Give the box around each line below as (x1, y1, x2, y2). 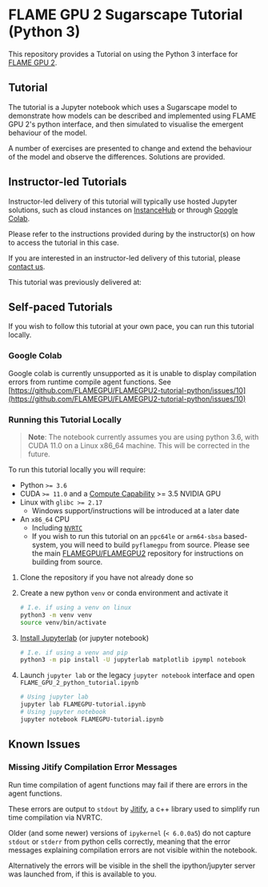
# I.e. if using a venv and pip (19, 648, 128, 657)
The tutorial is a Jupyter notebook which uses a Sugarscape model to (8, 102, 238, 111)
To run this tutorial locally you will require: (8, 464, 146, 474)
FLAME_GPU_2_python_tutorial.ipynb (19, 679, 139, 687)
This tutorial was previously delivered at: (8, 277, 142, 286)
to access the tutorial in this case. (8, 237, 119, 247)
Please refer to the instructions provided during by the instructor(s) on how (8, 229, 256, 238)
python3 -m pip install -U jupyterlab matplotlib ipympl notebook (19, 656, 246, 664)
